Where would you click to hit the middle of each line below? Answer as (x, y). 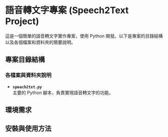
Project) (22, 21)
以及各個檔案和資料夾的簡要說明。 (40, 42)
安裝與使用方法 (28, 129)
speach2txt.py (27, 87)
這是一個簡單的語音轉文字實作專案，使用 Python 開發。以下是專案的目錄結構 (84, 36)
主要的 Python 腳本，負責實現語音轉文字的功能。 (63, 92)
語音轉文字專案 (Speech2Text (67, 10)
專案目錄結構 (25, 60)
